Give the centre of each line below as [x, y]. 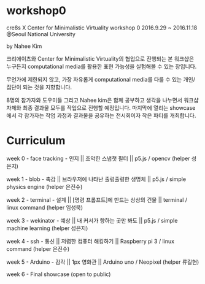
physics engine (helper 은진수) [44, 186]
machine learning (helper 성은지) [47, 228]
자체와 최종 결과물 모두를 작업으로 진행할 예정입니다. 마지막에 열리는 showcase [101, 107]
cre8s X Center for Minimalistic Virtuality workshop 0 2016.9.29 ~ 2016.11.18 [102, 28]
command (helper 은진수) [38, 248]
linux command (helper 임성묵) [45, 207]
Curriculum [36, 141]
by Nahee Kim [24, 46]
